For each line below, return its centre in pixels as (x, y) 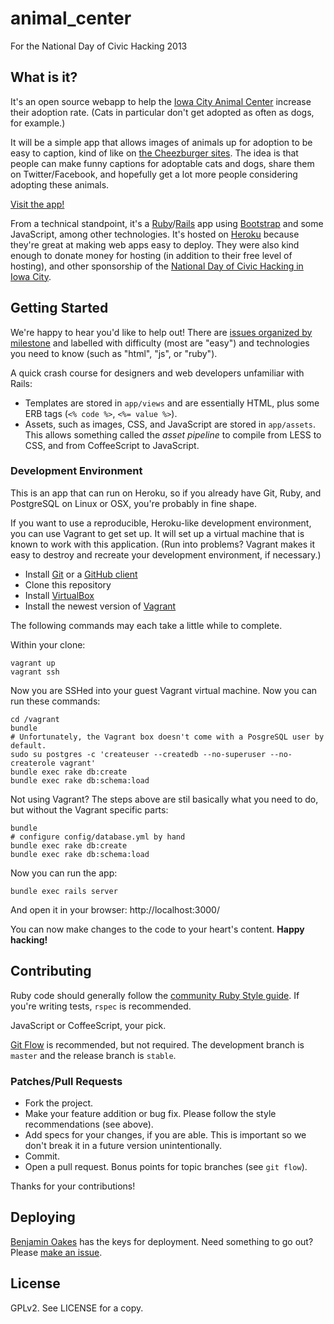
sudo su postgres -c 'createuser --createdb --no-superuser (138, 754)
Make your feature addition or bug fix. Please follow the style (150, 1113)
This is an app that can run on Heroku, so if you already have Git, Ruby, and (166, 493)
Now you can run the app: (64, 873)
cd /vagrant (35, 719)
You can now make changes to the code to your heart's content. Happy (157, 929)
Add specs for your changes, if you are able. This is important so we (165, 1134)
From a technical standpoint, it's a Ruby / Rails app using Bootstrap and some (167, 223)
